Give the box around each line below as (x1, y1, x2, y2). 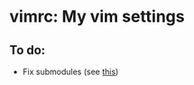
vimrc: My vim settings (9, 6, 185, 27)
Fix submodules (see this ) (22, 66, 119, 77)
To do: (9, 42, 46, 58)
